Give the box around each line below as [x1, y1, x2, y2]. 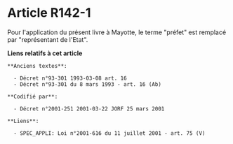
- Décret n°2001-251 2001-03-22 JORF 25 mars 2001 [13, 105, 165, 113]
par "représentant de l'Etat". [7, 35, 88, 43]
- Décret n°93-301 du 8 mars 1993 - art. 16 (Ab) [13, 80, 161, 88]
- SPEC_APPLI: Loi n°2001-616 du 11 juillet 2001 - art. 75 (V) [13, 129, 206, 137]
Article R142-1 [7, 5, 91, 21]
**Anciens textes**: [7, 62, 68, 69]
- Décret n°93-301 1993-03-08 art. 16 [13, 75, 128, 82]
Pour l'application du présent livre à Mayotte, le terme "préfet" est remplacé [7, 28, 227, 36]
